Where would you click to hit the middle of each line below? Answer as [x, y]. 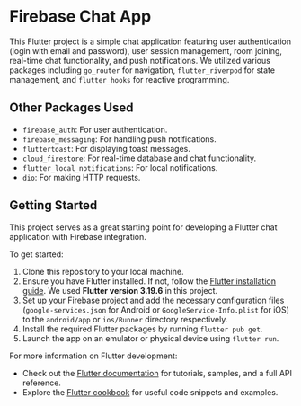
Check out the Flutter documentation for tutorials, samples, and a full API [157, 373]
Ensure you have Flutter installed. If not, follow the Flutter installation [149, 281]
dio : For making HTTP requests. [81, 177]
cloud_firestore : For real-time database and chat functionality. [139, 158]
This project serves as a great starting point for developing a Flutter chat [143, 227]
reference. [41, 383]
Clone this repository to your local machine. [103, 271]
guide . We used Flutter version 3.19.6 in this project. [120, 290]
